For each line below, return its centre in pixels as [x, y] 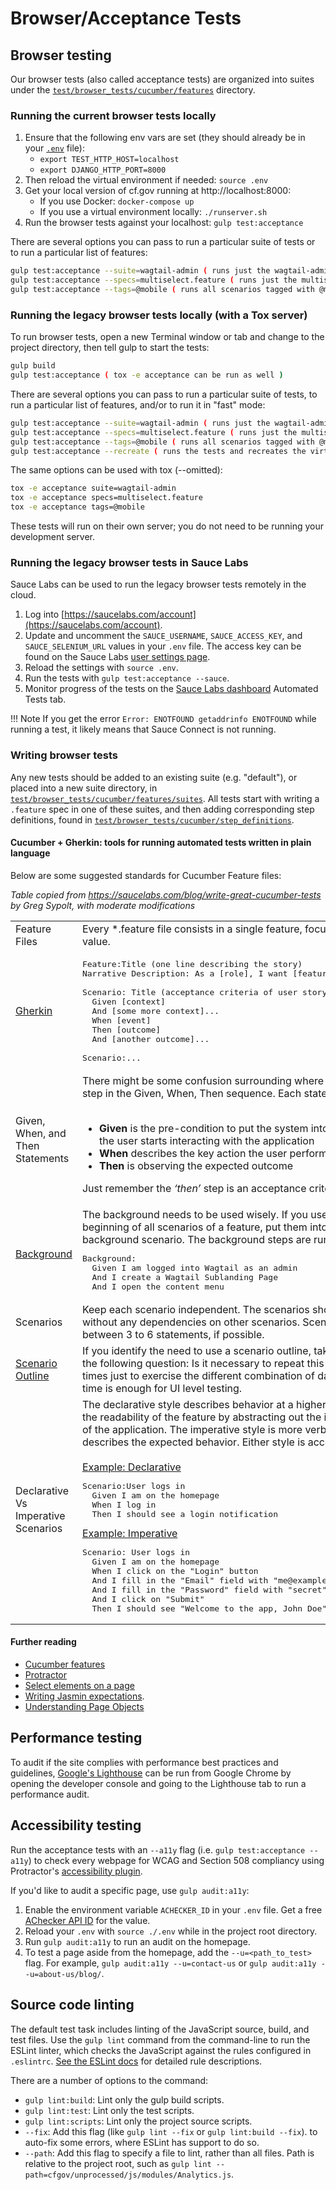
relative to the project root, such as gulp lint [118, 2163]
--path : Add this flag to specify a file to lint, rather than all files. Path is [169, 2153]
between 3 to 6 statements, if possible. [173, 1334]
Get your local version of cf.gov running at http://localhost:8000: [158, 191]
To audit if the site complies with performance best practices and [144, 1762]
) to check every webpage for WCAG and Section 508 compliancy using [176, 1860]
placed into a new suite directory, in [84, 788]
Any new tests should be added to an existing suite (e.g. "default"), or [154, 777]
